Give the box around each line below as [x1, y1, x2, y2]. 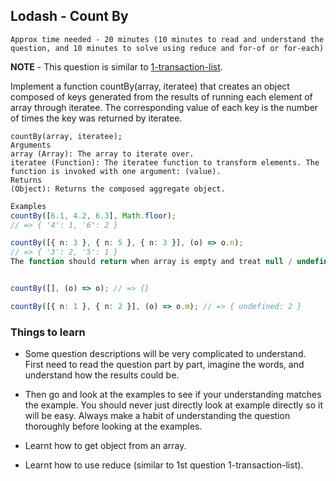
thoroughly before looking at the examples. [24, 420, 203, 433]
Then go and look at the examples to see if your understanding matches [24, 389, 322, 401]
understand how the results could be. [24, 369, 180, 381]
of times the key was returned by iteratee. [10, 112, 183, 124]
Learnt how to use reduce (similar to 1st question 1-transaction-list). [24, 459, 304, 471]
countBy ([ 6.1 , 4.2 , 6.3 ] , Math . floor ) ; [10, 210, 177, 221]
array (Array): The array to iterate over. [10, 149, 195, 159]
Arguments [10, 140, 52, 150]
